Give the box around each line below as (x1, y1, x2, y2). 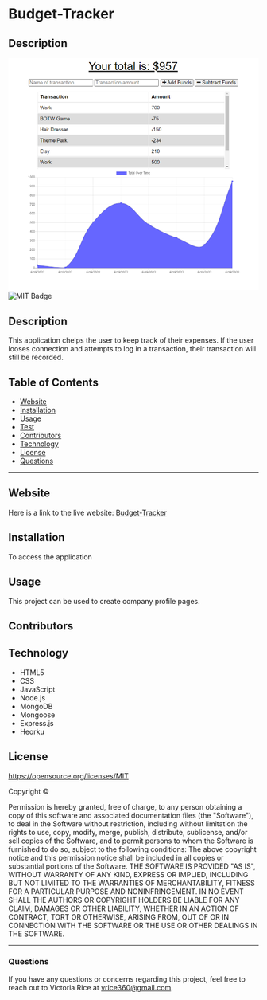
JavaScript (19, 684, 56, 694)
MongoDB (19, 701, 53, 711)
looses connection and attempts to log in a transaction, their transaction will (8, 344, 257, 354)
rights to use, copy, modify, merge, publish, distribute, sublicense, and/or (8, 827, 248, 837)
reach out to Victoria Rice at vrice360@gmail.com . (8, 982, 173, 992)
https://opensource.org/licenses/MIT (8, 771, 129, 781)
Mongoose (19, 710, 56, 720)
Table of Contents (8, 375, 99, 389)
